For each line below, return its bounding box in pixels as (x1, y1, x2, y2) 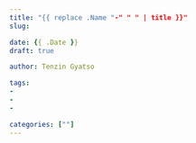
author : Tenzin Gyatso (9, 62, 95, 72)
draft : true (9, 46, 54, 55)
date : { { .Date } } (9, 38, 79, 47)
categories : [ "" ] (9, 120, 75, 129)
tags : (9, 78, 30, 88)
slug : (9, 22, 30, 31)
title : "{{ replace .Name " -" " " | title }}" (9, 13, 188, 22)
